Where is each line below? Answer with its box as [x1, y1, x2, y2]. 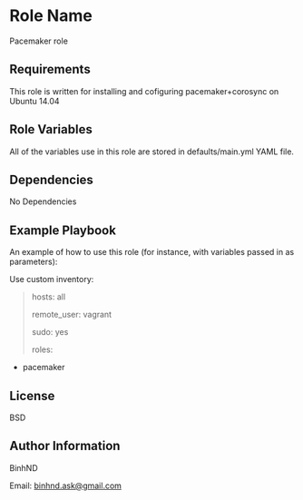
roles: [31, 344, 54, 355]
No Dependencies [9, 196, 77, 207]
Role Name [9, 5, 93, 26]
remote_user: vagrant [31, 309, 112, 320]
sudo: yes [31, 327, 69, 338]
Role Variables [9, 122, 93, 137]
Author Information [9, 438, 121, 454]
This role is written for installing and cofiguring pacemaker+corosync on [9, 85, 279, 96]
